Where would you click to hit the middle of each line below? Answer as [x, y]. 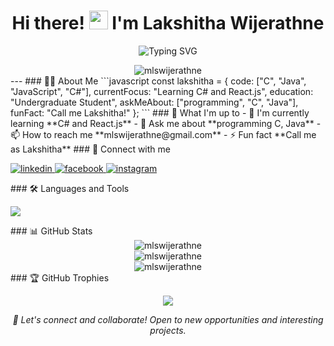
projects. [168, 330]
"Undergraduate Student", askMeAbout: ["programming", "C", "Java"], [154, 102]
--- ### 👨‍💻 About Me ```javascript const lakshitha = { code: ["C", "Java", [158, 81]
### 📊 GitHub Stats [51, 231]
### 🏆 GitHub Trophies [60, 277]
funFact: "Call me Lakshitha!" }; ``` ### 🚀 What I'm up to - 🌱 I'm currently [160, 112]
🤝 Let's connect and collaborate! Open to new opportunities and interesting [168, 319]
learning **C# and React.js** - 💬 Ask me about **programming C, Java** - [166, 123]
